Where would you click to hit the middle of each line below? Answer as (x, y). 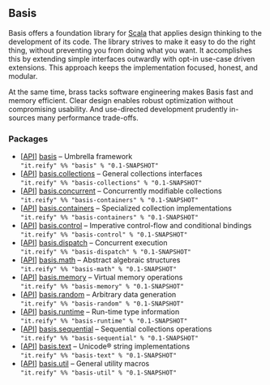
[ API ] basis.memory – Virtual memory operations (101, 277)
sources (22, 118)
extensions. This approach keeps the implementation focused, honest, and (133, 67)
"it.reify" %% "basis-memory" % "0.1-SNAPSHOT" (102, 287)
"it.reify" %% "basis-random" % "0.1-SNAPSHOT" (102, 304)
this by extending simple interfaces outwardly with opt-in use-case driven (132, 58)
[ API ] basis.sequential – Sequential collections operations (116, 329)
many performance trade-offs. (88, 118)
